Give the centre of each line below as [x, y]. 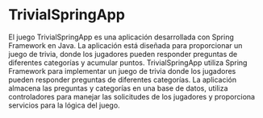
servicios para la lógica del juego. [64, 105]
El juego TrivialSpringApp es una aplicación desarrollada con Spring [121, 37]
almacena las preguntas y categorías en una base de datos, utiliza [118, 88]
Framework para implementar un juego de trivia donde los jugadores [122, 71]
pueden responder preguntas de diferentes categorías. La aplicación [123, 79]
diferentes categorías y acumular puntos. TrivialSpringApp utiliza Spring [128, 63]
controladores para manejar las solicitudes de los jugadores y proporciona [132, 96]
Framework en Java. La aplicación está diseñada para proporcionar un [125, 45]
